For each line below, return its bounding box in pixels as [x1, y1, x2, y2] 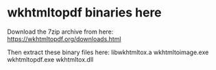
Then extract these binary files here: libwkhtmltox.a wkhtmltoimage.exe [7, 48, 209, 56]
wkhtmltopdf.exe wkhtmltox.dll [7, 55, 94, 63]
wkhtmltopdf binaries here [7, 5, 163, 21]
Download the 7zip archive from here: [7, 27, 114, 36]
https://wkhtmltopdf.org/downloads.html [7, 34, 121, 43]
